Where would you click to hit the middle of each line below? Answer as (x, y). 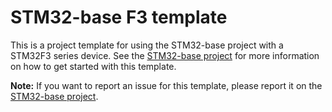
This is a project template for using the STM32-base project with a (147, 45)
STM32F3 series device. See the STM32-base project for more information (165, 55)
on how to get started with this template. (93, 66)
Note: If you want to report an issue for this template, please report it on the (166, 85)
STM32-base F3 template (119, 17)
